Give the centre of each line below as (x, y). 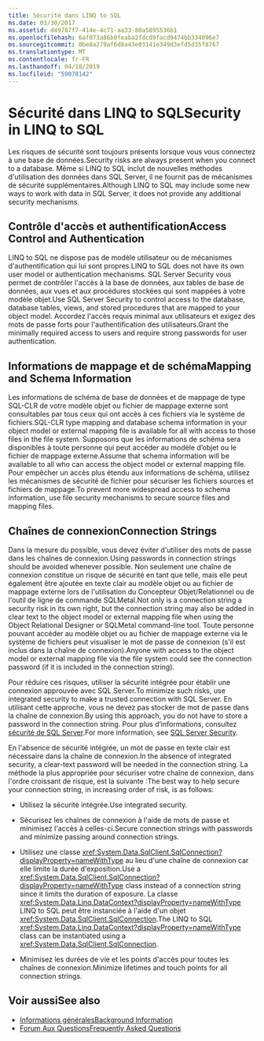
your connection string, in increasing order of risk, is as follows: (111, 789)
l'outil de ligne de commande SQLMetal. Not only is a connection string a (125, 600)
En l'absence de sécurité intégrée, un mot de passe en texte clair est (119, 748)
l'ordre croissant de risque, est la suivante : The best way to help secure (124, 781)
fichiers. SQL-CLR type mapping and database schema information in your (128, 423)
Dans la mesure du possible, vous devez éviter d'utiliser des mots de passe (130, 550)
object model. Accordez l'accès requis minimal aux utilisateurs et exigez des (132, 317)
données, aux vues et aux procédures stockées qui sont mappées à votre (127, 291)
